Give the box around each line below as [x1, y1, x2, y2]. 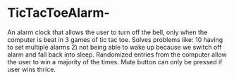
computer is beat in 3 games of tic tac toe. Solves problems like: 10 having [7, 35, 223, 43]
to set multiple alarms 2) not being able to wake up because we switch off [7, 43, 222, 51]
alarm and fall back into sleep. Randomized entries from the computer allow [7, 50, 227, 59]
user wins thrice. [7, 65, 56, 73]
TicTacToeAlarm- [7, 5, 111, 21]
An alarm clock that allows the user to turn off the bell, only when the [7, 28, 208, 36]
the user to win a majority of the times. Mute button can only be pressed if [7, 57, 223, 66]
